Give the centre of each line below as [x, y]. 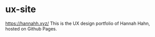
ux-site [21, 9]
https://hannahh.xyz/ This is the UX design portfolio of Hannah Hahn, [78, 23]
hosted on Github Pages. [31, 28]
